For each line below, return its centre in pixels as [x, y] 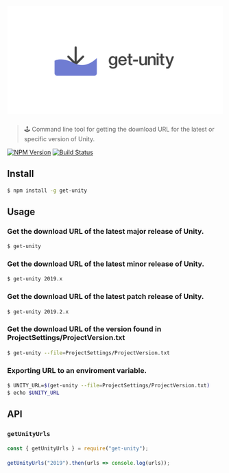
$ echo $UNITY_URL [33, 393]
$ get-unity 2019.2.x [38, 312]
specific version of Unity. [59, 138]
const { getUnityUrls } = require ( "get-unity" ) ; [78, 449]
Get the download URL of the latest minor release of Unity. [106, 264]
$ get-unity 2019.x [35, 279]
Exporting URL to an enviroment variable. [77, 370]
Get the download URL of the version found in [84, 329]
